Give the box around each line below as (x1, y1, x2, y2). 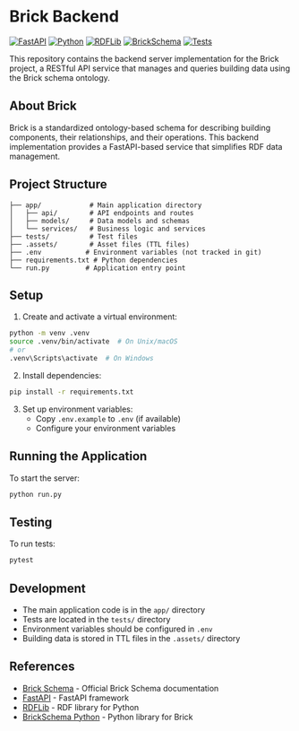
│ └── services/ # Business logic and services (9, 224, 206, 233)
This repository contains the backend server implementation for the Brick (9, 53, 279, 64)
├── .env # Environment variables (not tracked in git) (9, 248, 262, 257)
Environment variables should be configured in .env (21, 623, 213, 634)
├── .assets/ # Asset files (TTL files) (9, 239, 191, 248)
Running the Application (9, 448, 148, 464)
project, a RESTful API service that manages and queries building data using (9, 63, 291, 74)
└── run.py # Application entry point (9, 263, 186, 273)
